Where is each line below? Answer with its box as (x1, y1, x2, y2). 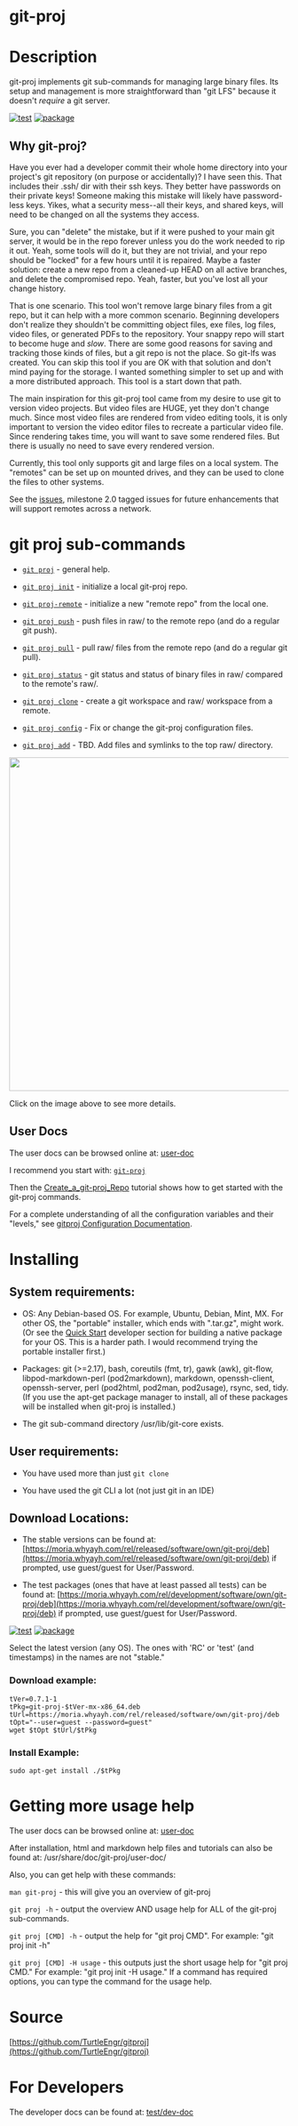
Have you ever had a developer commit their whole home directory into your (9, 162, 288, 173)
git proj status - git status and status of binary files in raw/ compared (21, 669, 284, 680)
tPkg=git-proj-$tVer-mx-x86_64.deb (9, 1702, 141, 1711)
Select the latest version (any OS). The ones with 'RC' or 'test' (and (9, 1643, 255, 1654)
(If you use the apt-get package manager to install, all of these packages (21, 1391, 288, 1402)
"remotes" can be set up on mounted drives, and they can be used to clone (9, 467, 285, 478)
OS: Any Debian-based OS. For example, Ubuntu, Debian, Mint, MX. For (21, 1308, 284, 1318)
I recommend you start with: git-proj (9, 1164, 146, 1175)
